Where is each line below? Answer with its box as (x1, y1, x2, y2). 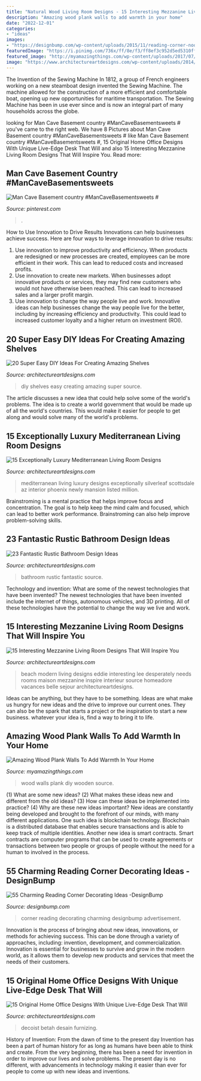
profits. (14, 265, 33, 273)
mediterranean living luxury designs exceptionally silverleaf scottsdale (20, 479, 194, 486)
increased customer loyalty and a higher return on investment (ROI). (14, 316, 183, 324)
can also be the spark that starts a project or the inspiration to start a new (6, 707, 187, 715)
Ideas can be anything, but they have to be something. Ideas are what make (6, 694, 193, 701)
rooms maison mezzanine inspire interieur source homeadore (20, 676, 172, 683)
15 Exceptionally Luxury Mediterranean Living (6, 431, 181, 441)
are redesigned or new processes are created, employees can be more (14, 253, 190, 260)
